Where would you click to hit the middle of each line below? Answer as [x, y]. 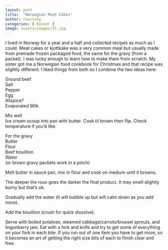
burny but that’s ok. [25, 187]
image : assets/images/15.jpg [35, 29]
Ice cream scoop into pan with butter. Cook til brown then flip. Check [76, 121]
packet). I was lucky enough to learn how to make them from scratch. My [80, 59]
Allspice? [14, 100]
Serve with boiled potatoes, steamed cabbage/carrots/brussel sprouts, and [82, 222]
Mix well [14, 115]
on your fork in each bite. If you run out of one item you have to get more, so [84, 233]
